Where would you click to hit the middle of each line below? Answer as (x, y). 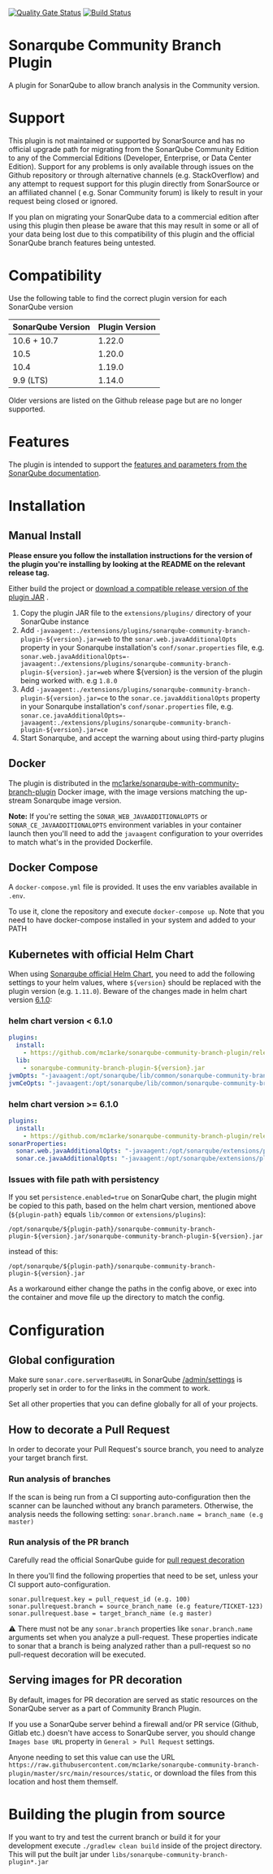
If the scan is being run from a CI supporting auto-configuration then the (130, 1497)
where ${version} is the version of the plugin (188, 672)
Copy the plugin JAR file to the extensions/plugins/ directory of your (136, 612)
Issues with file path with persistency (84, 1179)
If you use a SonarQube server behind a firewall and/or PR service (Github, (133, 1724)
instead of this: (33, 1252)
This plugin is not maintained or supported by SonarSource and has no (127, 140)
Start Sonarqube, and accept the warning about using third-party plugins (142, 738)
